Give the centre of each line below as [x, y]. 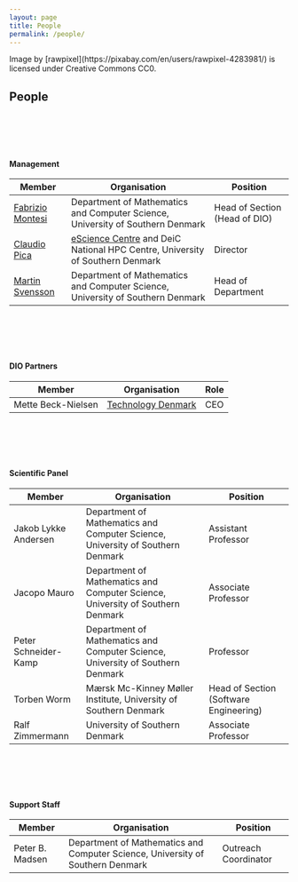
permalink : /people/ [47, 34]
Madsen [31, 860]
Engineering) [235, 710]
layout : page [33, 17]
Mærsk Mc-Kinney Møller [140, 687]
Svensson [34, 292]
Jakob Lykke [40, 528]
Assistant [227, 528]
